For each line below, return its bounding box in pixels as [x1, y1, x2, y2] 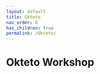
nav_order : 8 [6, 19, 38, 25]
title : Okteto [6, 14, 41, 20]
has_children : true [6, 25, 54, 31]
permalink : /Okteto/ [6, 31, 57, 36]
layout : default [6, 8, 46, 15]
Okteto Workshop [6, 56, 95, 69]
